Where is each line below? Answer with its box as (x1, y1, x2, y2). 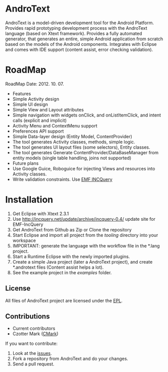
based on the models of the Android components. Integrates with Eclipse (5, 41, 157, 47)
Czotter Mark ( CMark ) (12, 331, 59, 337)
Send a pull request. (12, 361, 54, 367)
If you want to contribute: (5, 341, 58, 347)
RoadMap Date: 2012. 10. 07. (5, 81, 64, 87)
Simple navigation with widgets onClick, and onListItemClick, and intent (12, 112, 161, 118)
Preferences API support (12, 128, 64, 134)
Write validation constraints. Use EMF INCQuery (12, 176, 113, 182)
